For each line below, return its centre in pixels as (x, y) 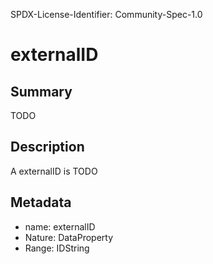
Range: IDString (57, 248)
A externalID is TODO (54, 171)
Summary (41, 91)
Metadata (41, 202)
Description (47, 147)
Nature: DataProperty (69, 237)
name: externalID (60, 226)
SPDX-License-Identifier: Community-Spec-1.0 (106, 14)
